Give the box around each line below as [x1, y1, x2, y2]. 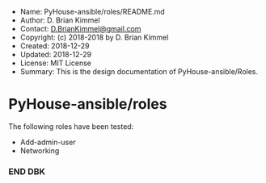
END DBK [8, 165, 46, 177]
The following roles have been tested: [8, 121, 134, 131]
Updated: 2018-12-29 [19, 50, 91, 59]
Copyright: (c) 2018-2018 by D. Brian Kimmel [19, 32, 169, 42]
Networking [19, 145, 60, 156]
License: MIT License [19, 58, 91, 68]
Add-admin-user [19, 137, 76, 147]
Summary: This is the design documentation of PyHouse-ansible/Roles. [19, 67, 259, 76]
